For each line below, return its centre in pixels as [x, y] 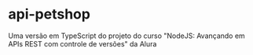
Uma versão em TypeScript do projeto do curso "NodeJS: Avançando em [126, 36]
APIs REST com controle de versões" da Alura [82, 43]
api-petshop [49, 14]
